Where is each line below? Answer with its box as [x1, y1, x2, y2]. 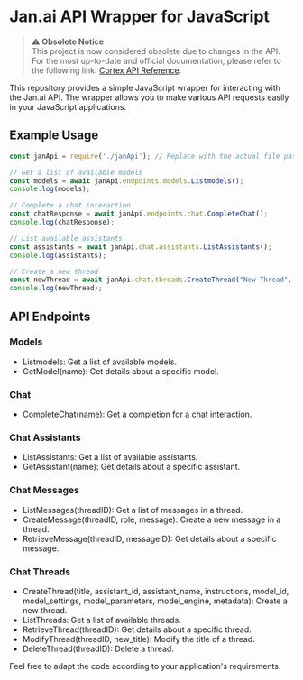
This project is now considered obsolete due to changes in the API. [31, 45, 281, 56]
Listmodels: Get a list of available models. [22, 356, 178, 367]
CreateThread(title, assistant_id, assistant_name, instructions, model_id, [22, 586, 289, 596]
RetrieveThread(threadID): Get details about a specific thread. [22, 624, 252, 635]
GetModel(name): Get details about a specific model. [22, 365, 219, 376]
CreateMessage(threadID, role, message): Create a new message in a [22, 514, 281, 525]
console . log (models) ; [9, 185, 91, 194]
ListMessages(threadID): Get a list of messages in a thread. [22, 504, 243, 515]
